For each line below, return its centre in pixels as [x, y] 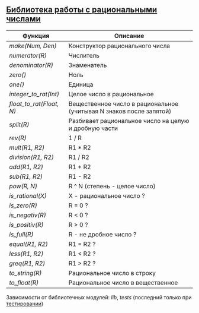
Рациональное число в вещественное [123, 283]
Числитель [84, 55]
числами [24, 19]
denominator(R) [31, 65]
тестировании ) [25, 303]
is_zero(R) [23, 205]
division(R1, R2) [32, 157]
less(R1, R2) [26, 254]
